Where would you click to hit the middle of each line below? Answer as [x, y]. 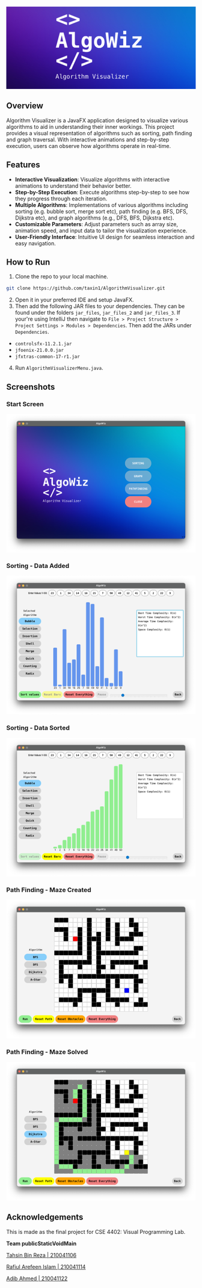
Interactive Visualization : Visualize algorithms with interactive [92, 179]
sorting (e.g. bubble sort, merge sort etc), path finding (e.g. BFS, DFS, [101, 211]
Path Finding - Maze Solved [47, 1052]
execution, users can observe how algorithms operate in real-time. [89, 146]
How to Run [28, 262]
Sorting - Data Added [38, 566]
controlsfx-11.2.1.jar [43, 344]
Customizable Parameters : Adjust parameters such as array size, [96, 224]
